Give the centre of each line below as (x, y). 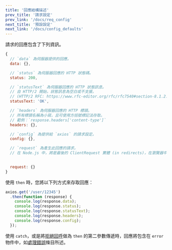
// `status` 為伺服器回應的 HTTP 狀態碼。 (51, 73)
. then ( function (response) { (41, 197)
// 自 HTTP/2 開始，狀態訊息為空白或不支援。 (53, 92)
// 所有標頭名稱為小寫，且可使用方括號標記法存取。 (57, 115)
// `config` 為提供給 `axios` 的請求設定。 (53, 134)
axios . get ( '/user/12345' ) (33, 192)
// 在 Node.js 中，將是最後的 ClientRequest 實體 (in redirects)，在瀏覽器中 (89, 153)
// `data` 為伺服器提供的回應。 (40, 59)
